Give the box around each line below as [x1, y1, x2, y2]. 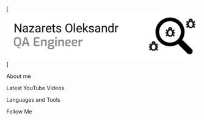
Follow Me [6, 108, 32, 115]
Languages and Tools [6, 96, 61, 103]
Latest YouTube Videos [6, 85, 65, 91]
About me [6, 72, 31, 80]
